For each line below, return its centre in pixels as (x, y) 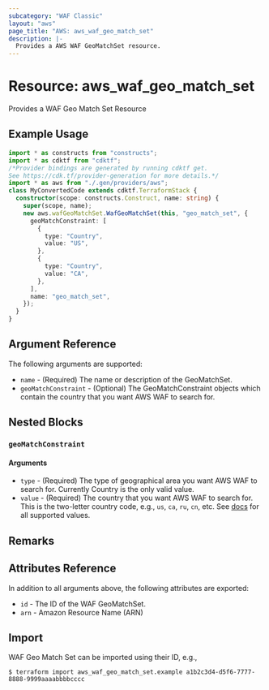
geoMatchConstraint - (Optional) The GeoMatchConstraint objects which (140, 388)
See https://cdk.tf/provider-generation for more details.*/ (114, 175)
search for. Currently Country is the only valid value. (107, 489)
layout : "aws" (32, 24)
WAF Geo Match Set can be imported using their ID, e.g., (103, 658)
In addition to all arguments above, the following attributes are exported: (129, 588)
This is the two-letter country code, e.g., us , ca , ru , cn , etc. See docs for (139, 507)
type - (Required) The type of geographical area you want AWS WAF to (139, 481)
